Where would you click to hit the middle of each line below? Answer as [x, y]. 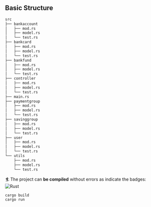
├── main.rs [17, 97]
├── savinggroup [21, 119]
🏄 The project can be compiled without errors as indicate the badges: [75, 179]
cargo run [15, 199]
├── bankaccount [21, 24]
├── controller [20, 79]
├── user [14, 138]
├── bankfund [18, 60]
